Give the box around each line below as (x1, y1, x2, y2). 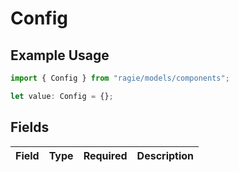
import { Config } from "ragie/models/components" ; (10, 73, 230, 83)
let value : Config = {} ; (10, 91, 114, 101)
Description (136, 148, 195, 162)
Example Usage (10, 47, 110, 64)
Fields (10, 119, 50, 136)
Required (83, 148, 128, 162)
